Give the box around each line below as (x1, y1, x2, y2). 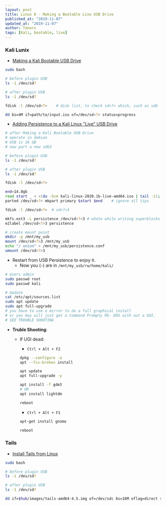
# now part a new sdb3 (5, 144, 52, 150)
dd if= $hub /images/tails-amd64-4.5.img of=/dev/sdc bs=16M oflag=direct (5, 496, 158, 502)
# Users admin (5, 272, 35, 277)
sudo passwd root (5, 276, 41, 282)
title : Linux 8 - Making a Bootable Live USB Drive (5, 12, 114, 17)
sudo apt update (5, 299, 39, 304)
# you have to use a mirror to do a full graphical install (5, 308, 132, 314)
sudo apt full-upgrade (5, 304, 52, 309)
